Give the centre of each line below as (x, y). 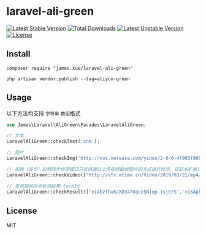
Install (18, 54)
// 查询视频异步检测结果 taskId (43, 186)
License (22, 210)
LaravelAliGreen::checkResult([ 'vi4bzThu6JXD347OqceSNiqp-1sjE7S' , (94, 192)
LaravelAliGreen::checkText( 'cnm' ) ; (53, 142)
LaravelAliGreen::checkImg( (42, 158)
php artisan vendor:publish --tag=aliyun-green (68, 79)
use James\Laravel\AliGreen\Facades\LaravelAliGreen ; (77, 125)
